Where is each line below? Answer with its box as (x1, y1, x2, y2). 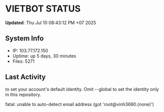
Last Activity (5, 73, 46, 81)
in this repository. (5, 91, 41, 97)
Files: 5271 (12, 58, 35, 64)
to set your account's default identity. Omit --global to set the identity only (5, 86, 159, 92)
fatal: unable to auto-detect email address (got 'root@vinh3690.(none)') (5, 101, 154, 107)
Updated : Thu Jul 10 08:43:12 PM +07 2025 (5, 20, 97, 26)
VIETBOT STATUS (5, 3, 81, 15)
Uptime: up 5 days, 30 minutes (12, 53, 76, 59)
